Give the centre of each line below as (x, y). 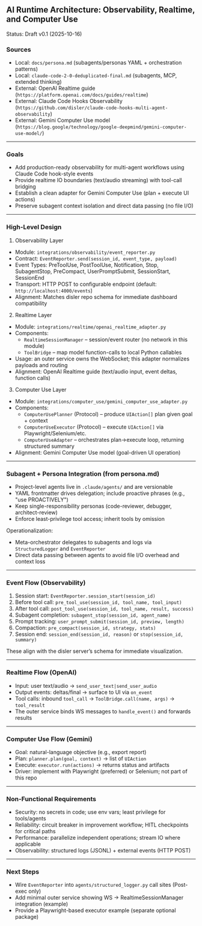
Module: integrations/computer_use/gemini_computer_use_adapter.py (101, 401)
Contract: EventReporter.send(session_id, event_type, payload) (96, 258)
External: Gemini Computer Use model (62, 121)
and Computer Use (42, 20)
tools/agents (30, 819)
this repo (26, 778)
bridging (25, 187)
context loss (30, 561)
